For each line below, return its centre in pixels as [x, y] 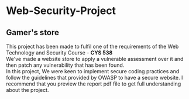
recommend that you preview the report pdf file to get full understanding [94, 84]
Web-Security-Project [61, 11]
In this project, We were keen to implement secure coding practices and [93, 71]
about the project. [28, 90]
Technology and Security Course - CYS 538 [59, 53]
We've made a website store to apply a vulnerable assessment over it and [95, 59]
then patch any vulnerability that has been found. [65, 65]
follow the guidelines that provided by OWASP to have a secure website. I [94, 78]
